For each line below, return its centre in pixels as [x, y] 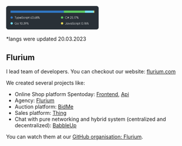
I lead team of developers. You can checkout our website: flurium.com [91, 72]
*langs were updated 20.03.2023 [46, 39]
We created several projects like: [45, 83]
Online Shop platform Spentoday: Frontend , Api [72, 94]
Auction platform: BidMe [44, 107]
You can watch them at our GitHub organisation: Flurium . [75, 137]
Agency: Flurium [34, 101]
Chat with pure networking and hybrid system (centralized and [90, 119]
